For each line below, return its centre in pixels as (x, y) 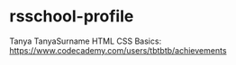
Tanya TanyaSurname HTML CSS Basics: (86, 41)
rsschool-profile (72, 16)
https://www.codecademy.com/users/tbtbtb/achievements (118, 50)
